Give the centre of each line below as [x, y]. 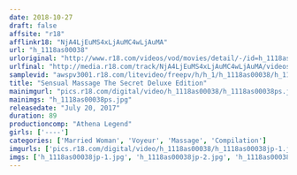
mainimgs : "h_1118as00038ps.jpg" [71, 99]
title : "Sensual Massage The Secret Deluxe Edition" [108, 83]
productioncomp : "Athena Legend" [71, 125]
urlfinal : [27, 67]
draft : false [33, 26]
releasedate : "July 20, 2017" [65, 108]
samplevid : [29, 75]
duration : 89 [33, 116]
